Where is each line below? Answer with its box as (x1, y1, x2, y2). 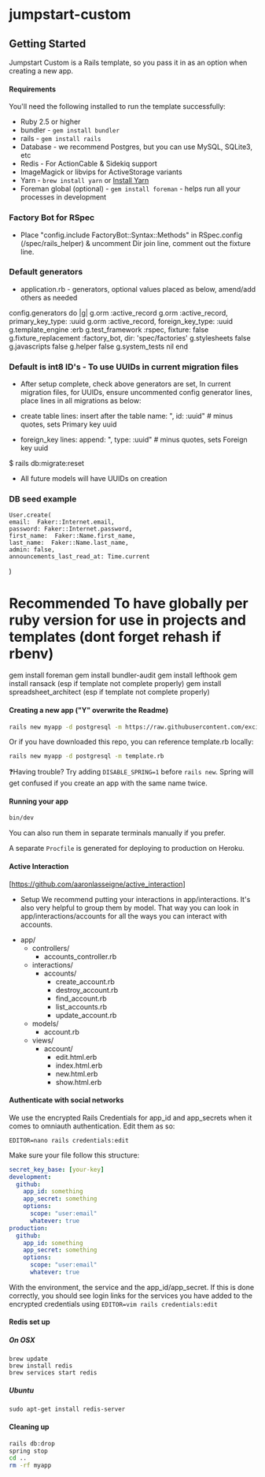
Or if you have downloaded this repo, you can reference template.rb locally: (9, 737, 254, 747)
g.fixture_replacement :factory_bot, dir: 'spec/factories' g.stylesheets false (9, 333, 251, 342)
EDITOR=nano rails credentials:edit (9, 1136, 129, 1144)
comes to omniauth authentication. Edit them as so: (9, 1121, 175, 1131)
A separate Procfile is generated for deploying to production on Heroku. (9, 844, 245, 853)
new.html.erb (55, 1069, 98, 1078)
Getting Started (9, 37, 86, 50)
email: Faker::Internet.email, (9, 518, 115, 526)
